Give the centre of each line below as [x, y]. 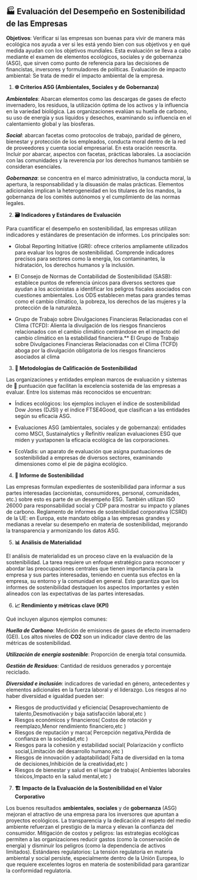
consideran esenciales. [34, 166]
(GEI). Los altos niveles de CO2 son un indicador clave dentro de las [89, 637]
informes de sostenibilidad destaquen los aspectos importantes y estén [93, 587]
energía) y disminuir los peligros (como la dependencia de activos [86, 845]
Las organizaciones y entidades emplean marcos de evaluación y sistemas [96, 379]
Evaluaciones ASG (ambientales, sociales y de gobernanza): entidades [100, 427]
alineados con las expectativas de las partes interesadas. [76, 594]
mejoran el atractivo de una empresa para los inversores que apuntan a [92, 814]
